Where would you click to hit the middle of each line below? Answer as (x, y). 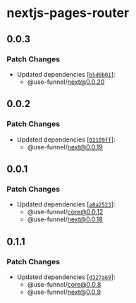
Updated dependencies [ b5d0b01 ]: (66, 74)
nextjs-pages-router (68, 13)
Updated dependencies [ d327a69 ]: (66, 277)
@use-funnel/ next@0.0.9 (64, 292)
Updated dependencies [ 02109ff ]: (66, 140)
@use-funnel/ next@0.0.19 (65, 147)
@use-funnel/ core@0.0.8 (64, 284)
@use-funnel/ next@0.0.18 (65, 219)
